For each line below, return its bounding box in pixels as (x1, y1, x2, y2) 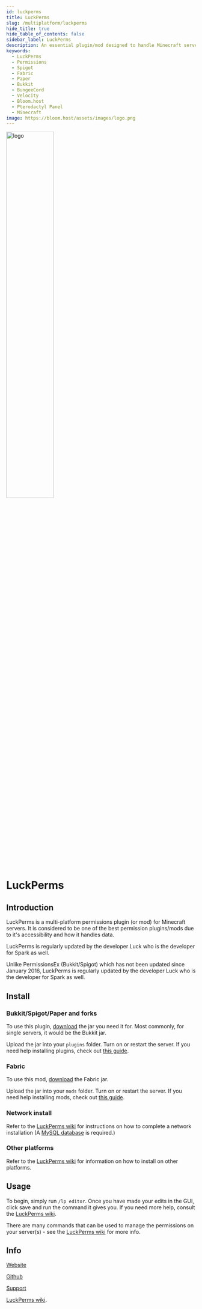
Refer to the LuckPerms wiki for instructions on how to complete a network (6, 1122, 192, 1130)
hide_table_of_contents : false (6, 31, 85, 37)
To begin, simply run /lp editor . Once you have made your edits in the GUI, (6, 1197, 194, 1204)
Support (6, 1284, 26, 1292)
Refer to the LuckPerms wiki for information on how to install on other (6, 1158, 179, 1165)
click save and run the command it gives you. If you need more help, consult (6, 1203, 195, 1211)
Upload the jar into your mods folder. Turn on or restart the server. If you (6, 1087, 182, 1094)
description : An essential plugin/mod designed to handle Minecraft (6, 43, 182, 49)
